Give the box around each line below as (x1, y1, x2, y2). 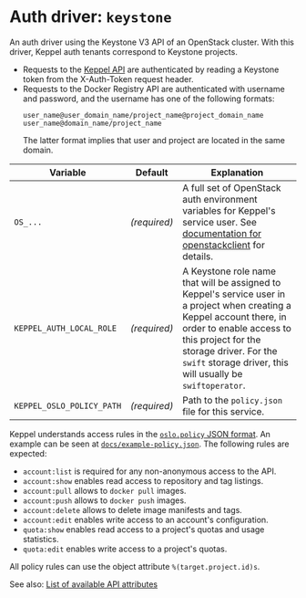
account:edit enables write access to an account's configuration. (22, 514, 269, 525)
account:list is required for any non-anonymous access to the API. (22, 466, 277, 477)
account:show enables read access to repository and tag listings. (22, 475, 264, 486)
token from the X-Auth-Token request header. (22, 73, 194, 84)
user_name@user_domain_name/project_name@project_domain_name (22, 110, 264, 120)
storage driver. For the (181, 344, 278, 357)
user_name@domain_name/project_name (22, 119, 162, 128)
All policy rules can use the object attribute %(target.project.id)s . (9, 561, 260, 572)
